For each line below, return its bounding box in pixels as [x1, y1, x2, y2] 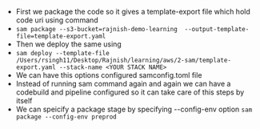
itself [15, 96, 33, 105]
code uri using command [15, 15, 98, 25]
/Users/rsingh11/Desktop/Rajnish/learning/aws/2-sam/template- [15, 56, 232, 64]
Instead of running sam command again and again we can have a [15, 79, 231, 88]
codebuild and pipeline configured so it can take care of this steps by [15, 87, 245, 97]
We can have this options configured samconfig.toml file [15, 71, 202, 79]
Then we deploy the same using [15, 39, 122, 49]
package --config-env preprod [15, 113, 118, 121]
